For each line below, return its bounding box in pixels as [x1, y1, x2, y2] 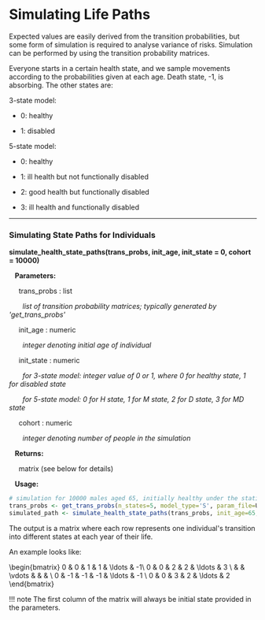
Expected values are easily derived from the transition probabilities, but [9, 32, 241, 41]
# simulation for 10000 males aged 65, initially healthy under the [9, 495, 238, 503]
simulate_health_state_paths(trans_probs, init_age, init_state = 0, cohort [9, 247, 252, 257]
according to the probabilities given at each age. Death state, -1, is [9, 72, 224, 81]
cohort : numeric [18, 418, 73, 428]
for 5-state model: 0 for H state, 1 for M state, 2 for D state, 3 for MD [22, 395, 245, 404]
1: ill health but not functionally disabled [20, 172, 149, 181]
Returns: [14, 449, 44, 459]
